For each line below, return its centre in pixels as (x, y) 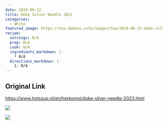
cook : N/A (20, 47)
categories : (17, 19)
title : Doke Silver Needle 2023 (39, 15)
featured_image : (22, 29)
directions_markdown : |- (35, 61)
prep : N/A (20, 43)
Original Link (25, 86)
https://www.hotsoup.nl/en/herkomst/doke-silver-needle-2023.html (75, 98)
